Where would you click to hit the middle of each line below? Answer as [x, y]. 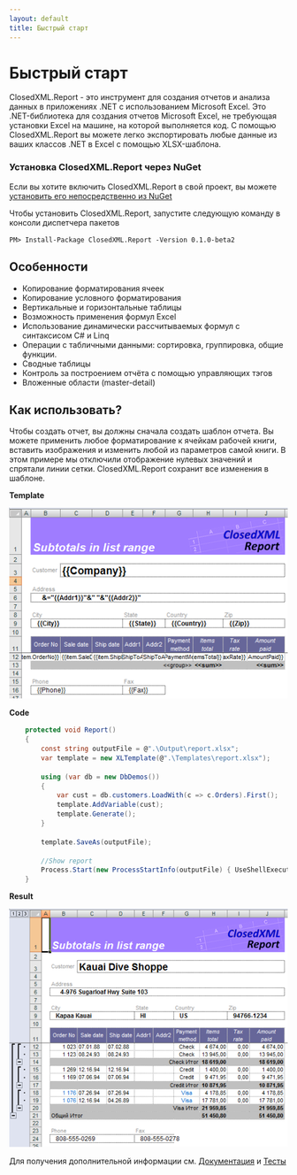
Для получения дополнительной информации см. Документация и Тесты [148, 1161]
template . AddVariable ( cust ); [110, 805]
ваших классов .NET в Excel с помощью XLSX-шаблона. [115, 144]
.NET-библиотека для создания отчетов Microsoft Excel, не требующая [143, 116]
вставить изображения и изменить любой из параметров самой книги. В [148, 450]
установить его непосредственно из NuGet [91, 196]
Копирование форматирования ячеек [93, 288]
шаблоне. [27, 479]
